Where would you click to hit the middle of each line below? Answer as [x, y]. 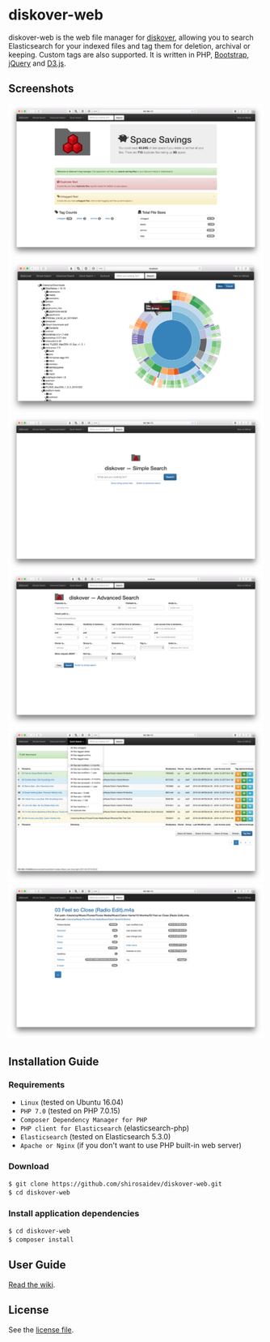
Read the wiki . [32, 1284]
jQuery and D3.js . [37, 63]
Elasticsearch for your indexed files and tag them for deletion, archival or [129, 45]
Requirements [37, 1084]
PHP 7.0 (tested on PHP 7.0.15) [70, 1110]
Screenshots [41, 89]
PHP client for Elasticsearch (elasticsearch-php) [105, 1128]
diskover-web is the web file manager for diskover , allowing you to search [131, 37]
